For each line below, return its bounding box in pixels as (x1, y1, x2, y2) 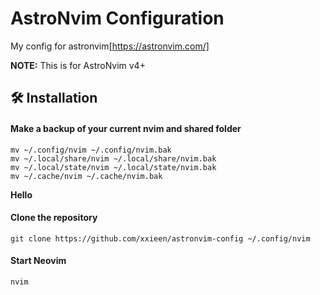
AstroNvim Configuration (10, 7, 225, 30)
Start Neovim (10, 255, 67, 267)
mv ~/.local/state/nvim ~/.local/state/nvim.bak (10, 162, 217, 172)
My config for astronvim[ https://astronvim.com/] (10, 40, 210, 52)
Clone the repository (10, 212, 98, 224)
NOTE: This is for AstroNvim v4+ (10, 59, 146, 71)
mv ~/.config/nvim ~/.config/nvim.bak (10, 145, 172, 155)
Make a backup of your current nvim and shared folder (10, 122, 242, 134)
